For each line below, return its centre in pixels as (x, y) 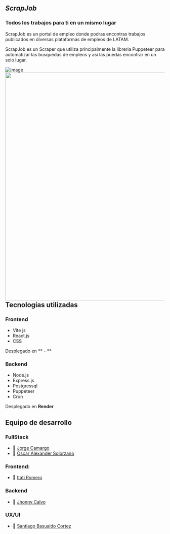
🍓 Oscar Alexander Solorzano (43, 453)
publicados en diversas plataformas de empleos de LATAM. (67, 39)
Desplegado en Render (30, 407)
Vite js (19, 330)
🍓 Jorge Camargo (31, 448)
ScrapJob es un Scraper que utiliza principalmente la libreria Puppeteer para (85, 49)
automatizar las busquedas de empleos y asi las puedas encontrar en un (81, 54)
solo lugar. (16, 60)
